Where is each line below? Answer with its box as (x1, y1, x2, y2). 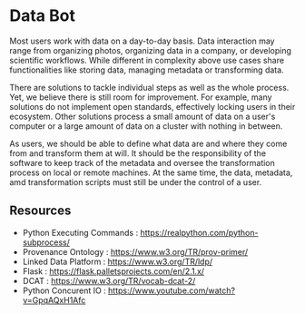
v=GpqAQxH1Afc (22, 294, 86, 305)
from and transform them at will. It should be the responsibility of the (9, 147, 266, 159)
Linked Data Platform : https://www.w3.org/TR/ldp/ (22, 256, 213, 267)
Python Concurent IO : (22, 285, 106, 296)
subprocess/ (22, 237, 71, 248)
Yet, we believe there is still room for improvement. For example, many (9, 92, 272, 103)
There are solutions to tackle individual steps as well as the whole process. (9, 82, 290, 93)
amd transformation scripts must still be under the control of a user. (9, 176, 262, 187)
